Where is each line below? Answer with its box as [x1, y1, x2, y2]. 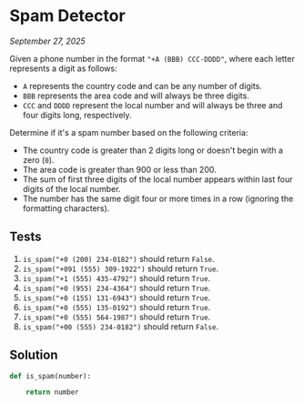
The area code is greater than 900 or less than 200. [22, 164, 217, 175]
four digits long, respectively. [22, 109, 132, 120]
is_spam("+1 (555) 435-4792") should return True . [22, 272, 211, 283]
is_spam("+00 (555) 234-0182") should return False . [22, 320, 219, 332]
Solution [9, 348, 58, 363]
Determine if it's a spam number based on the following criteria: [9, 126, 248, 137]
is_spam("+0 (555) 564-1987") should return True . [22, 311, 211, 322]
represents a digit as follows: [9, 63, 117, 74]
